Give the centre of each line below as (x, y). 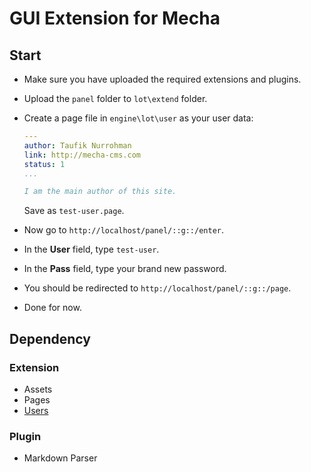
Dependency (50, 338)
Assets (38, 389)
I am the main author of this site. (100, 192)
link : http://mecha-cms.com (82, 155)
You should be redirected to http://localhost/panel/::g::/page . (157, 288)
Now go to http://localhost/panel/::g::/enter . (124, 230)
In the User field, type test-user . (91, 249)
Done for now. (52, 308)
